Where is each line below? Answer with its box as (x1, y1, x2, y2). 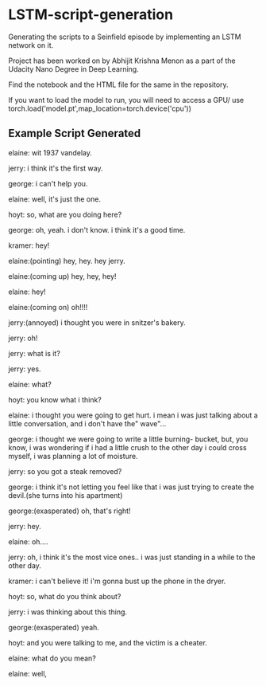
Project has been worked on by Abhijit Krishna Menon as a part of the (8, 56, 236, 65)
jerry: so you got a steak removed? (8, 466, 122, 476)
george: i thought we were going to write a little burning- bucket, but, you (8, 434, 249, 444)
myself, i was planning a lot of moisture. (8, 451, 138, 461)
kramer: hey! (8, 241, 50, 250)
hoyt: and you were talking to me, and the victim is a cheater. (8, 637, 208, 647)
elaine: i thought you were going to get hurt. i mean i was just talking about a (8, 410, 258, 420)
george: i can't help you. (8, 178, 88, 188)
